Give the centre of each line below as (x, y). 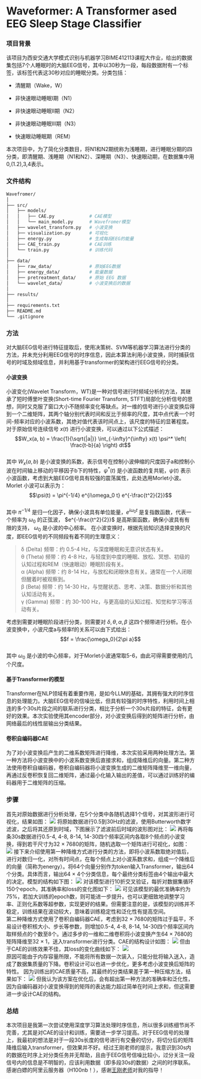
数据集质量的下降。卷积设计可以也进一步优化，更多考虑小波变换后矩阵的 (106, 964)
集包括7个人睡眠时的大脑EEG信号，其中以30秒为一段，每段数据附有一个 (95, 65)
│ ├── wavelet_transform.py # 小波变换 (59, 228)
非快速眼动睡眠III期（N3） (47, 123)
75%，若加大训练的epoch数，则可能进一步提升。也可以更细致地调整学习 (96, 896)
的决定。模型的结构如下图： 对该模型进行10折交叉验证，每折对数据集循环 (100, 881)
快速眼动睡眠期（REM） (44, 137)
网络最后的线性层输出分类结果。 (45, 724)
